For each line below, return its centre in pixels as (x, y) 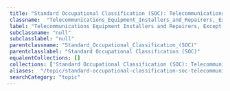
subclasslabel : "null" (42, 39)
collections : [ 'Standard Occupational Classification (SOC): (99, 64)
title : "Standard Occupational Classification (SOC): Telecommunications (117, 13)
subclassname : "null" (40, 32)
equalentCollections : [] (45, 58)
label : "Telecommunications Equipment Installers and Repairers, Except (116, 26)
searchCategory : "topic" (45, 77)
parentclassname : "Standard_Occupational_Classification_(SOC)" (103, 45)
